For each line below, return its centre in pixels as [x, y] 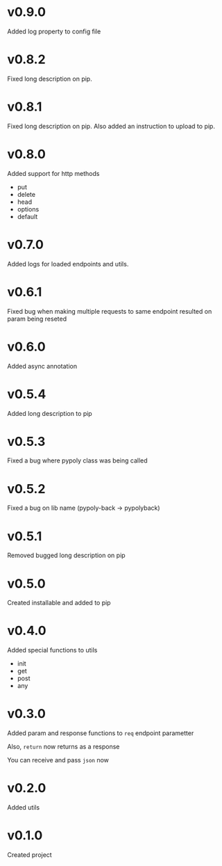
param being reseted [37, 319]
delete [26, 194]
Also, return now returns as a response [63, 747]
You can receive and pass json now [58, 760]
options [28, 209]
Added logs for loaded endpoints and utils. [68, 264]
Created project [29, 855]
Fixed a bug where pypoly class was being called [77, 460]
